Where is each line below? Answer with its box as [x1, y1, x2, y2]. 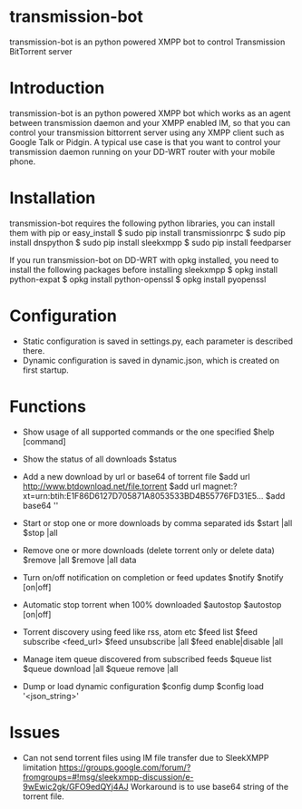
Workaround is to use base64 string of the [130, 781, 288, 792]
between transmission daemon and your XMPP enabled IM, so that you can [9, 117, 291, 128]
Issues [9, 722, 61, 743]
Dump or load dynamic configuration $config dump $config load [22, 680, 265, 691]
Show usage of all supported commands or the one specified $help [22, 426, 275, 437]
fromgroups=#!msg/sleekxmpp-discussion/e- [22, 771, 194, 782]
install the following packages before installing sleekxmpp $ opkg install [9, 264, 278, 275]
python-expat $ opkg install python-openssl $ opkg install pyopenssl [9, 274, 267, 285]
